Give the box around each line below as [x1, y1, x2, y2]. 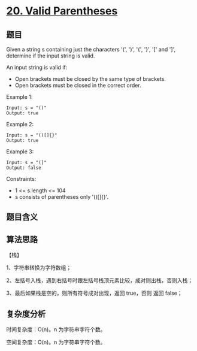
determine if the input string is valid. [6, 52, 95, 59]
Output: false [6, 165, 42, 171]
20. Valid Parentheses [6, 4, 118, 18]
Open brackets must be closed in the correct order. [14, 82, 142, 89]
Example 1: [6, 93, 33, 100]
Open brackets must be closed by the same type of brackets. [14, 75, 166, 82]
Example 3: [6, 148, 34, 155]
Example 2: [6, 121, 34, 128]
